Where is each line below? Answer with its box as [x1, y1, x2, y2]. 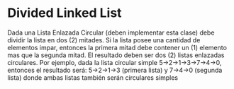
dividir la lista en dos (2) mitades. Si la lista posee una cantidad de [7, 35, 201, 44]
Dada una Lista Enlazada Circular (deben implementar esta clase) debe [7, 28, 215, 37]
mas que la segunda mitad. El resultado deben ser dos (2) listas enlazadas [7, 51, 225, 59]
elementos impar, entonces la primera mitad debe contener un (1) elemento [7, 43, 227, 52]
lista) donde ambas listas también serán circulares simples [7, 73, 179, 82]
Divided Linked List [7, 5, 122, 21]
